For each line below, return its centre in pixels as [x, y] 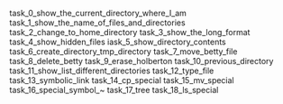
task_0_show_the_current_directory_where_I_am [98, 13]
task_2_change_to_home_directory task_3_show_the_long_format [130, 32]
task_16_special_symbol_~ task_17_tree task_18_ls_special [114, 90]
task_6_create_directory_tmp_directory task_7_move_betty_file [123, 52]
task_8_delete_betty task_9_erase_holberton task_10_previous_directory [141, 61]
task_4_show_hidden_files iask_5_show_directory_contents [118, 42]
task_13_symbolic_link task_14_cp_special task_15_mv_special [122, 80]
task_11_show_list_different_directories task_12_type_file [112, 71]
